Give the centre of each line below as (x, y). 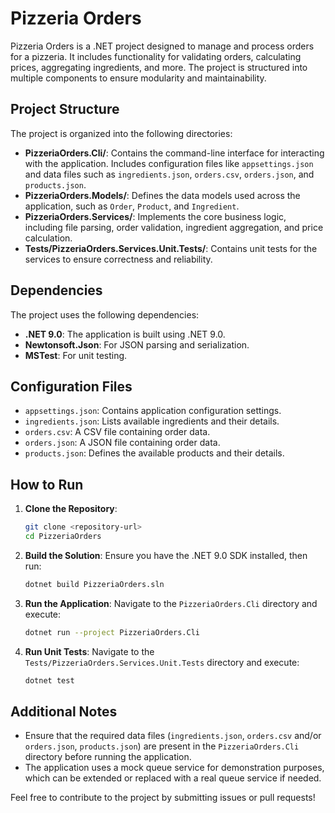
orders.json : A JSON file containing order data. (122, 443)
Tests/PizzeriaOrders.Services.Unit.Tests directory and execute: (162, 662)
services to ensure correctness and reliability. (118, 259)
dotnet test (49, 680)
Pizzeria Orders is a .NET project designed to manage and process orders (162, 46)
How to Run (47, 484)
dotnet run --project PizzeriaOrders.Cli (112, 632)
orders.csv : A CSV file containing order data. (117, 432)
